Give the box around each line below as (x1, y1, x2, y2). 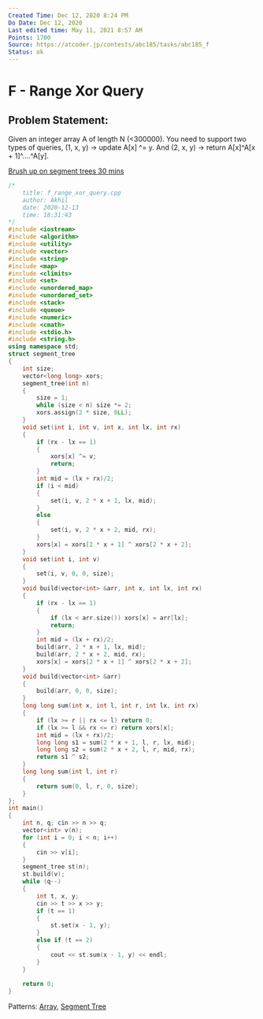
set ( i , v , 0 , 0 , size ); (36, 570, 114, 578)
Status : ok (8, 48, 44, 56)
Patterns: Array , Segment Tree (8, 1002, 106, 1011)
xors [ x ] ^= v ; (50, 452, 97, 461)
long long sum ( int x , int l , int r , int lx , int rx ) (22, 702, 199, 710)
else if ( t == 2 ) (36, 936, 93, 944)
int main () (8, 805, 44, 813)
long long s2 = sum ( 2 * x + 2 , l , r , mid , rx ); (36, 746, 195, 753)
